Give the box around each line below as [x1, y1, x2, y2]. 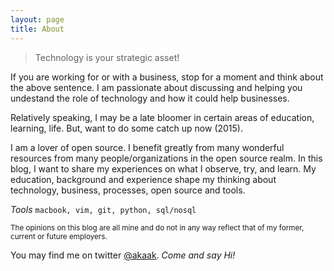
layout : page [10, 14, 65, 25]
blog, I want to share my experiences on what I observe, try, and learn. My [10, 162, 317, 175]
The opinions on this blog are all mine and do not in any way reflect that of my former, [10, 222, 305, 233]
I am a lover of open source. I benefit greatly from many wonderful [10, 141, 285, 153]
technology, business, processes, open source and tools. [10, 184, 246, 196]
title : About [10, 24, 65, 34]
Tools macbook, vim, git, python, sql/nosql [10, 203, 197, 215]
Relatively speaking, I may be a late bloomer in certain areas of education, [10, 111, 315, 123]
